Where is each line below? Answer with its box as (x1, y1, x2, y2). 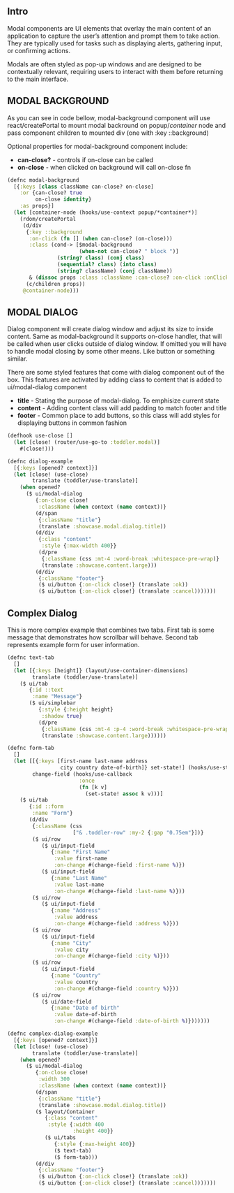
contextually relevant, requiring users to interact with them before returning (7, 67, 224, 75)
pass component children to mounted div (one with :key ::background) (7, 129, 209, 137)
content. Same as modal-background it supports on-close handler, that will (7, 332, 222, 341)
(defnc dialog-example (7, 458, 73, 465)
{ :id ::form (29, 803, 64, 810)
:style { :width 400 (47, 1121, 104, 1128)
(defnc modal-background (7, 176, 79, 184)
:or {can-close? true (19, 189, 82, 196)
